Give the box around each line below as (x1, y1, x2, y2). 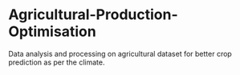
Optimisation (8, 22, 96, 41)
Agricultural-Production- (8, 6, 178, 24)
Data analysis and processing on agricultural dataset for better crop (8, 49, 233, 58)
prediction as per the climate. (8, 57, 105, 67)
